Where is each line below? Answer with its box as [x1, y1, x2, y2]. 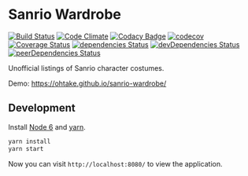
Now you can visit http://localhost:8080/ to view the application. [8, 159, 223, 168]
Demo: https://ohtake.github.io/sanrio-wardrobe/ [8, 79, 167, 88]
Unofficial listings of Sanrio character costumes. [8, 63, 165, 72]
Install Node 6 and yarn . [8, 122, 87, 131]
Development [8, 101, 76, 115]
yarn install [8, 137, 51, 145]
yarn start [8, 145, 44, 152]
